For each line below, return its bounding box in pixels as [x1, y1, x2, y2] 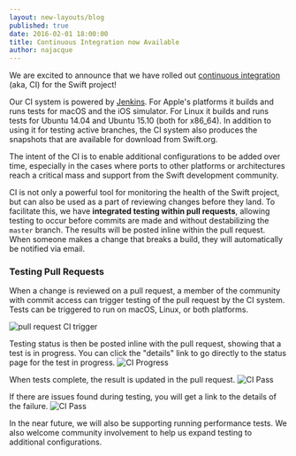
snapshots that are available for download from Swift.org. [9, 134, 218, 145]
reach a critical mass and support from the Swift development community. [9, 170, 279, 181]
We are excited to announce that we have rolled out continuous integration [9, 70, 281, 80]
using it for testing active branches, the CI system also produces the [9, 125, 258, 135]
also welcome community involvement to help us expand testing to [9, 428, 253, 438]
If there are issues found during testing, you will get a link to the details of [9, 391, 277, 402]
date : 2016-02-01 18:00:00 [9, 29, 109, 38]
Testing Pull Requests [9, 266, 104, 278]
